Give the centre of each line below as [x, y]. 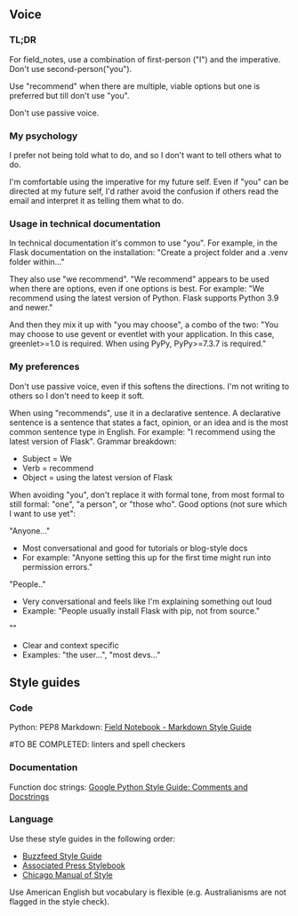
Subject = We [47, 458]
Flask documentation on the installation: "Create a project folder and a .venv [149, 253]
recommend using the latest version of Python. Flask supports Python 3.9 [144, 298]
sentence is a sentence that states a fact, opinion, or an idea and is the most [149, 422]
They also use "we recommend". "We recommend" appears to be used [139, 279]
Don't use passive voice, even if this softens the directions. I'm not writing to [149, 386]
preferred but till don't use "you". [69, 95]
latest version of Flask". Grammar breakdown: [93, 441]
